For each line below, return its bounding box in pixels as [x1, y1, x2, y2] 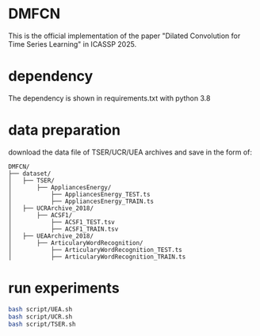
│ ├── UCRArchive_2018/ [8, 204, 94, 212]
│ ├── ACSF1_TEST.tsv [8, 218, 115, 226]
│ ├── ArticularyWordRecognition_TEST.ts [8, 246, 182, 254]
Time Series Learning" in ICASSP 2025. [8, 39, 137, 48]
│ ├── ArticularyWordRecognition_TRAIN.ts [8, 253, 186, 261]
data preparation [8, 121, 121, 139]
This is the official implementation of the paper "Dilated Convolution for [8, 31, 241, 40]
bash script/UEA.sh [8, 305, 73, 313]
